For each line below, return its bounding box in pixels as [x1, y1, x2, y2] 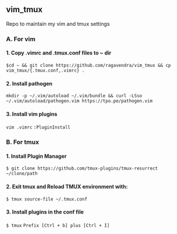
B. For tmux [6, 138, 39, 146]
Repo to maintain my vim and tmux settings [6, 20, 110, 27]
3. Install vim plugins [6, 110, 57, 117]
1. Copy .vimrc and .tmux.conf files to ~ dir [6, 49, 112, 56]
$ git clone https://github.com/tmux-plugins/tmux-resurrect [6, 165, 158, 172]
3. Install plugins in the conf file [6, 208, 84, 216]
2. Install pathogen [6, 80, 53, 87]
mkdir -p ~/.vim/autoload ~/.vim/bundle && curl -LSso [6, 93, 143, 99]
